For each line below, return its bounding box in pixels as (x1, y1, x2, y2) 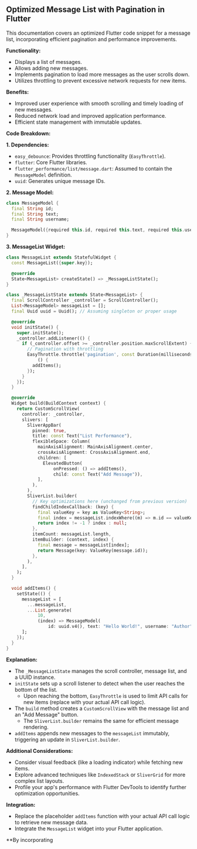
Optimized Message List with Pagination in (6, 5, 165, 15)
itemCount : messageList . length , (32, 531, 111, 537)
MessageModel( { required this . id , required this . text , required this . (11, 227, 185, 233)
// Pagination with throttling (27, 346, 104, 352)
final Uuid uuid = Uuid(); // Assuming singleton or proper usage (11, 308, 177, 314)
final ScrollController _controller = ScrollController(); (11, 297, 159, 304)
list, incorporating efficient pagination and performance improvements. (6, 35, 177, 43)
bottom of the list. (14, 686, 57, 693)
